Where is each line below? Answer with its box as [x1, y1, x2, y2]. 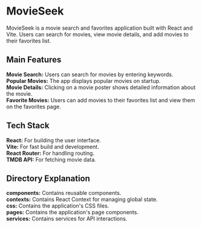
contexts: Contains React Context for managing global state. [6, 196, 158, 203]
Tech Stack [6, 120, 50, 131]
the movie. [6, 90, 33, 97]
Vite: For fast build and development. [6, 143, 99, 150]
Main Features [6, 54, 62, 65]
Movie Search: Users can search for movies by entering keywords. [6, 71, 174, 78]
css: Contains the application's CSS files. [6, 202, 109, 209]
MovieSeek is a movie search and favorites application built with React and [6, 24, 193, 31]
